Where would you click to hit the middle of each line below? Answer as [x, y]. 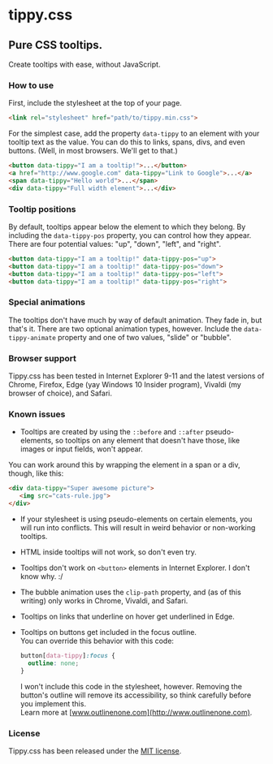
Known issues [37, 414]
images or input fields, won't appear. [82, 449]
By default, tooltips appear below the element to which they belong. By [127, 227]
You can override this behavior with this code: [97, 641]
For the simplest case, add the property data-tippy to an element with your [134, 134]
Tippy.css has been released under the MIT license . [95, 751]
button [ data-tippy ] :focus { [67, 655]
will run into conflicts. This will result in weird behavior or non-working [138, 527]
